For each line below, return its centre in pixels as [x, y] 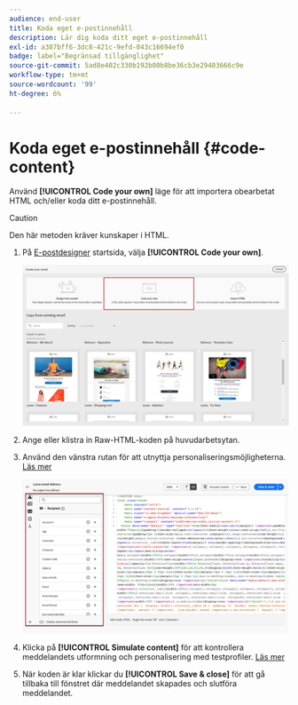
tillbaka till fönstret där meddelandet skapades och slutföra [129, 684]
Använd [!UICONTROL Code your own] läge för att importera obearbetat [142, 192]
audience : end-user [45, 19]
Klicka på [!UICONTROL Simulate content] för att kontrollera [133, 647]
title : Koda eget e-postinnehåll [71, 28]
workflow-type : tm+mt [49, 75]
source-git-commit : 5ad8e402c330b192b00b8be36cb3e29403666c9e [126, 66]
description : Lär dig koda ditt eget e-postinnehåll [109, 37]
